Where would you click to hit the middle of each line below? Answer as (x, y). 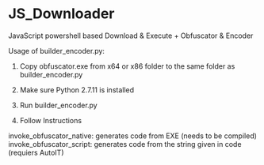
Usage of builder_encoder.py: (57, 51)
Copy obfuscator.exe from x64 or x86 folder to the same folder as (127, 66)
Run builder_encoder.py (58, 105)
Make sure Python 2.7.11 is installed (77, 90)
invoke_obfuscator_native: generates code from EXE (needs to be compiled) (133, 136)
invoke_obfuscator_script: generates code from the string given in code (125, 144)
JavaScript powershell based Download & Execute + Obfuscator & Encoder (131, 36)
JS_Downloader (61, 14)
